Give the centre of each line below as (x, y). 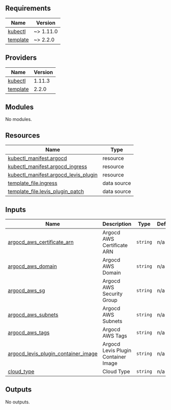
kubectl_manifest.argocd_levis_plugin (53, 175)
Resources (23, 135)
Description (117, 224)
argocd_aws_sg (26, 291)
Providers (21, 58)
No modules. (19, 119)
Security (113, 294)
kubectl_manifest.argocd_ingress (48, 167)
